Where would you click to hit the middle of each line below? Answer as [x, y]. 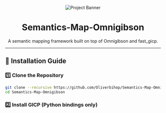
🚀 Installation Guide [36, 61]
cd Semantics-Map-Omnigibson [35, 92]
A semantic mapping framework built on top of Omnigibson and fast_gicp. [83, 41]
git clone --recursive [28, 87]
